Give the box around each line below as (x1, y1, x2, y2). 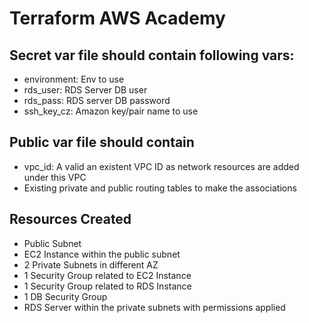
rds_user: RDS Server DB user (23, 84, 148, 96)
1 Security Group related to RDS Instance (23, 280, 192, 292)
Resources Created (9, 211, 132, 228)
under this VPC (23, 171, 87, 183)
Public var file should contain (9, 134, 195, 151)
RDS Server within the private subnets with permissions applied (23, 301, 286, 313)
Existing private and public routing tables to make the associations (23, 182, 297, 194)
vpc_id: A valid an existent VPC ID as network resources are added (23, 160, 300, 172)
